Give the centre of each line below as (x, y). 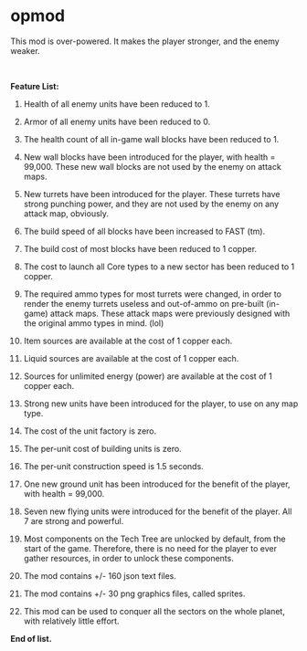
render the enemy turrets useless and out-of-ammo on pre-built (143, 303)
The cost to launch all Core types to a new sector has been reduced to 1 (159, 267)
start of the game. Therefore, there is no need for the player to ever (150, 548)
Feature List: (35, 86)
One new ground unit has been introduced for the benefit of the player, (157, 484)
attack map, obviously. (66, 213)
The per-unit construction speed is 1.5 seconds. (113, 466)
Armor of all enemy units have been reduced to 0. (117, 121)
